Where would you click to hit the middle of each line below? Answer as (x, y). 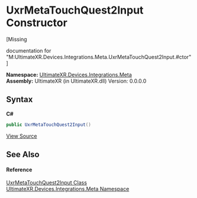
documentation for (29, 50)
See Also (23, 155)
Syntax (20, 100)
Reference (19, 170)
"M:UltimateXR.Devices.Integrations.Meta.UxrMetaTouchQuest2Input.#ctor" (99, 57)
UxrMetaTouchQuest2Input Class (47, 183)
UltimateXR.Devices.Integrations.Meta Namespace (68, 189)
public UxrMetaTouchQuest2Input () (49, 125)
